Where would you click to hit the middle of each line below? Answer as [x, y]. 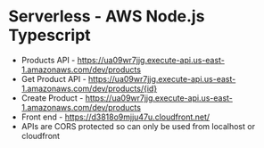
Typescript [49, 35]
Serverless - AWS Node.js [107, 16]
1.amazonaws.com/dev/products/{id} [89, 88]
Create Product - [52, 98]
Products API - [48, 60]
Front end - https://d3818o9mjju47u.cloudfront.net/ [115, 117]
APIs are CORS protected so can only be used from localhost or [138, 126]
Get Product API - [54, 78]
